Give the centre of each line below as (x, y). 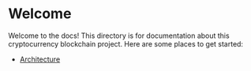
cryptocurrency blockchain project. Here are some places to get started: (126, 43)
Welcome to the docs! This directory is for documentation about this (119, 35)
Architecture (40, 59)
